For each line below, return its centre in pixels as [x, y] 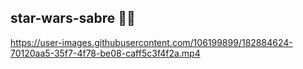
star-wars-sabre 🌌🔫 [73, 18]
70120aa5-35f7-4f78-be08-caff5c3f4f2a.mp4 [105, 53]
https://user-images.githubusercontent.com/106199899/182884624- [151, 42]
